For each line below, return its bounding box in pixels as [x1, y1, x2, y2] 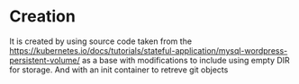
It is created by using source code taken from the [9, 36, 192, 46]
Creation [9, 6, 77, 27]
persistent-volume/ [9, 55, 80, 65]
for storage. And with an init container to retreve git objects [9, 64, 229, 75]
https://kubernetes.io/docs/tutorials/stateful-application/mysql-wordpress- [9, 45, 288, 55]
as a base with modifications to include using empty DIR [81, 55, 290, 65]
